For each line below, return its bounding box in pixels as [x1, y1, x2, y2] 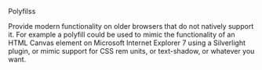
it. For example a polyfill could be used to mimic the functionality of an [8, 30, 235, 39]
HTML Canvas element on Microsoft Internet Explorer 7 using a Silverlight [8, 38, 246, 47]
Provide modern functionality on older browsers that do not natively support [8, 22, 254, 30]
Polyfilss [8, 7, 36, 16]
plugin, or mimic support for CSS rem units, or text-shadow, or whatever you [8, 47, 255, 55]
